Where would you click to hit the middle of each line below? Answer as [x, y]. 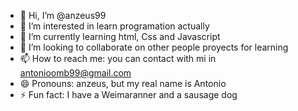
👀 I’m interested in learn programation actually [114, 26]
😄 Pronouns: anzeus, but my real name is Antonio [123, 83]
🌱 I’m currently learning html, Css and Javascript [120, 36]
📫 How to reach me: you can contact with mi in [118, 58]
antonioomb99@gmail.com [75, 73]
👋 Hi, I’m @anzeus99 [63, 15]
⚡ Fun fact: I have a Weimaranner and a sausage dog [128, 94]
